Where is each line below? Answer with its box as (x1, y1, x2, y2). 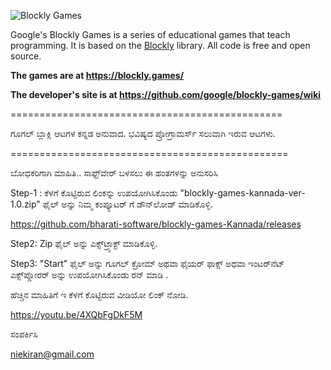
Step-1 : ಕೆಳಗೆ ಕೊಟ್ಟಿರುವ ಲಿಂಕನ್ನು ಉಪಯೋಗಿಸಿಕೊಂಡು (10, 187, 178, 199)
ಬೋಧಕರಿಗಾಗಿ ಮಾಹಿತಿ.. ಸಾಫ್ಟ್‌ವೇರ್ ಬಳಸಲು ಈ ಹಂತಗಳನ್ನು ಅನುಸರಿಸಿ (10, 167, 218, 179)
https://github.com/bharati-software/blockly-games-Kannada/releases (10, 218, 302, 230)
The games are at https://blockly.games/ (10, 70, 185, 81)
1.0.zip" (10, 198, 41, 210)
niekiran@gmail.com (10, 348, 95, 360)
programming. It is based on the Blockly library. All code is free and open (10, 40, 311, 51)
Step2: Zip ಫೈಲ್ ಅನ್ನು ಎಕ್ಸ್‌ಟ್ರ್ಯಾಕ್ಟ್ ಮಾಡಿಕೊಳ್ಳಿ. (10, 238, 158, 249)
